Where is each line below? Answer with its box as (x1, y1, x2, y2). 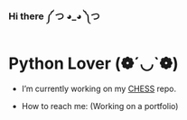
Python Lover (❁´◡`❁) (8, 53, 179, 74)
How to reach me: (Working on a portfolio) (21, 100, 179, 111)
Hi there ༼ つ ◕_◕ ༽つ (8, 10, 100, 23)
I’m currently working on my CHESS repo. (21, 83, 177, 94)
